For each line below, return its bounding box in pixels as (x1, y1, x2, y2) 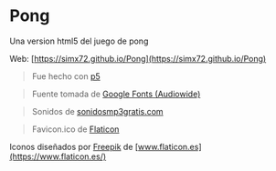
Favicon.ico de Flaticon (31, 124, 120, 135)
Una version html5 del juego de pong (9, 35, 149, 46)
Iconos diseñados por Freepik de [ (9, 141, 139, 152)
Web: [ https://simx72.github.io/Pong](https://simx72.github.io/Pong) (9, 53, 267, 64)
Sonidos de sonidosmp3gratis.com (31, 106, 164, 116)
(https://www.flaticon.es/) (9, 151, 107, 162)
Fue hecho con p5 (31, 70, 101, 82)
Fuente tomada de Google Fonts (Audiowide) (31, 88, 201, 99)
